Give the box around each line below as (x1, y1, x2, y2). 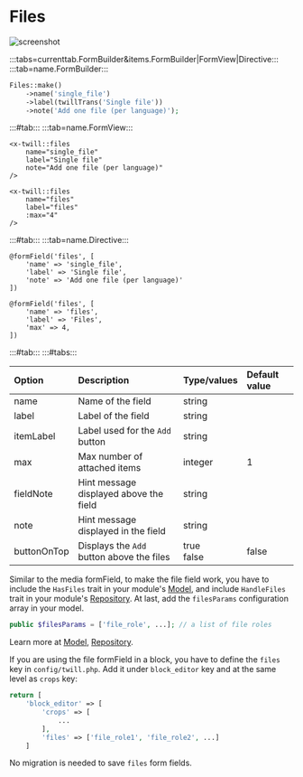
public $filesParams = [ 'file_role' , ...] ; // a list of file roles (9, 621, 272, 630)
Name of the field (78, 395, 151, 407)
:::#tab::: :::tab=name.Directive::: (9, 235, 129, 246)
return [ (9, 691, 42, 700)
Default (246, 369, 280, 381)
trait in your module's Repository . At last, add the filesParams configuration (9, 594, 289, 604)
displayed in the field (78, 525, 167, 538)
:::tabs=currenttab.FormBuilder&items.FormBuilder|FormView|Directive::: (9, 53, 280, 64)
